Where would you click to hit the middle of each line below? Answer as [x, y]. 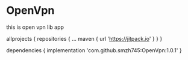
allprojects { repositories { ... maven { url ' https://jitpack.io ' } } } [84, 38]
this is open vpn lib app [35, 27]
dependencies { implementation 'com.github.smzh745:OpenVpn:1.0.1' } [94, 50]
